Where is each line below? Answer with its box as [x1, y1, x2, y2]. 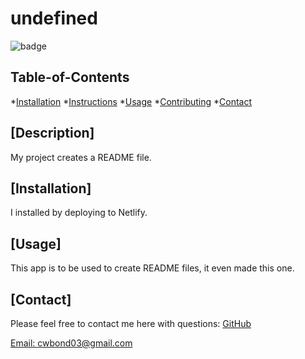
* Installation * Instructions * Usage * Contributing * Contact [10, 95, 253, 107]
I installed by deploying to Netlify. [10, 207, 148, 219]
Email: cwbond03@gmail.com [10, 337, 133, 349]
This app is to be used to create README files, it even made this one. [10, 262, 295, 274]
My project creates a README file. [10, 151, 152, 163]
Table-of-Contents [10, 69, 130, 86]
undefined [10, 7, 98, 30]
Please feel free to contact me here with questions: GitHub [10, 318, 252, 329]
